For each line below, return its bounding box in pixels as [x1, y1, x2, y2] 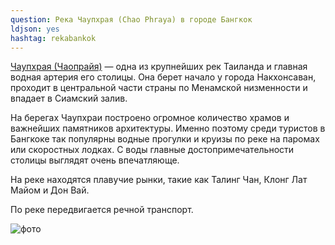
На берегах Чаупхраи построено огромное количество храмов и [10, 112, 290, 124]
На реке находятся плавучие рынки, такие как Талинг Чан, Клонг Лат [10, 174, 308, 186]
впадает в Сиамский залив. [10, 92, 128, 105]
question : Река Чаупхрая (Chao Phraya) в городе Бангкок [10, 14, 253, 25]
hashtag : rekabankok [10, 33, 97, 43]
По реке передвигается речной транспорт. [10, 204, 194, 216]
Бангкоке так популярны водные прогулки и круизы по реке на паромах [10, 133, 320, 145]
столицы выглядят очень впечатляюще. [10, 154, 180, 166]
